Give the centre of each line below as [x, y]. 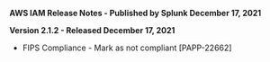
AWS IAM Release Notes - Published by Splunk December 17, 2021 [135, 13]
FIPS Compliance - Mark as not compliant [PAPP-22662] [127, 48]
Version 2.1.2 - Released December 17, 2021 [92, 30]
